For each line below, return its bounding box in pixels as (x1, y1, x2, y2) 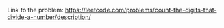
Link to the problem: (7, 6, 64, 14)
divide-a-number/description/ (7, 13, 91, 21)
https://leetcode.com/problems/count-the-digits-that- (64, 6, 217, 14)
